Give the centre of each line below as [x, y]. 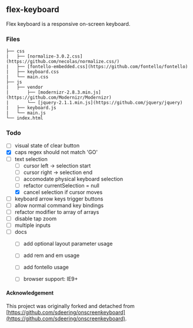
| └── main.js [26, 113]
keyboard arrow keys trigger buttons [59, 199]
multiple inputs [33, 225]
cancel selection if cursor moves [63, 192]
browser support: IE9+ [51, 279]
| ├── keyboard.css [33, 72]
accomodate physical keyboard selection [73, 179]
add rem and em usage [51, 256]
